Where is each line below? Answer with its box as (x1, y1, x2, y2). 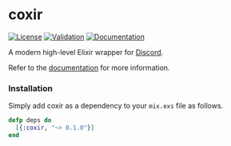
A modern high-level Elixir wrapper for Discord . (8, 47, 164, 57)
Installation (8, 82, 54, 93)
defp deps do (8, 116, 52, 124)
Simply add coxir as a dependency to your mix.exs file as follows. (8, 101, 224, 111)
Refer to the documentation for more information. (8, 62, 170, 73)
